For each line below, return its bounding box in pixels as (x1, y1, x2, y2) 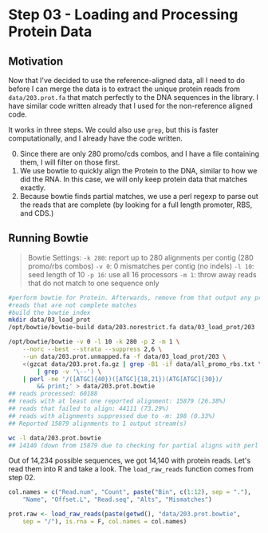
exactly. (19, 183, 46, 193)
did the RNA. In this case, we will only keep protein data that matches (19, 174, 248, 184)
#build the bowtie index (8, 308, 91, 316)
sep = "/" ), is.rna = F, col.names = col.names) (22, 518, 187, 526)
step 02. (8, 473, 36, 483)
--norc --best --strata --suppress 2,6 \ (22, 345, 162, 353)
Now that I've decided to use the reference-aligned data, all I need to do (8, 76, 246, 85)
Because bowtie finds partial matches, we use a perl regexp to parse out (19, 192, 259, 201)
